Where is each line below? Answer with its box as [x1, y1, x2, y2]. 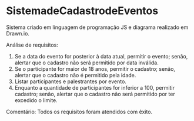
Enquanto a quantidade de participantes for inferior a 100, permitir [14, 84, 175, 91]
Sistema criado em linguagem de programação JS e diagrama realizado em [6, 24, 189, 31]
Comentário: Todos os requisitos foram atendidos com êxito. [6, 108, 153, 115]
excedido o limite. [14, 96, 58, 104]
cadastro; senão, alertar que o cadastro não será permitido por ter [14, 90, 175, 97]
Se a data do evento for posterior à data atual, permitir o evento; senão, [14, 53, 188, 60]
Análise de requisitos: [6, 41, 59, 48]
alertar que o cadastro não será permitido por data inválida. [14, 59, 159, 66]
